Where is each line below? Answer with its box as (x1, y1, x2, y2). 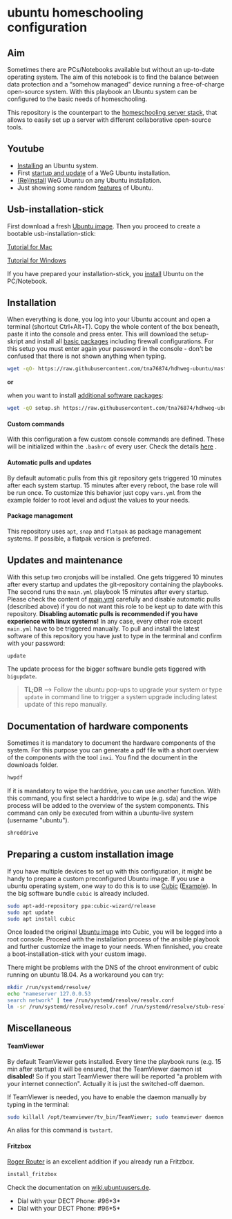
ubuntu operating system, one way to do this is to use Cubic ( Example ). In (7, 881, 217, 890)
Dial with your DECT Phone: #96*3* (17, 1196, 121, 1205)
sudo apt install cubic (7, 915, 76, 922)
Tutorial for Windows (7, 256, 67, 264)
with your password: (7, 639, 66, 647)
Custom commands (7, 419, 65, 428)
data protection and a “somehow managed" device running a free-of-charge (7, 80, 224, 88)
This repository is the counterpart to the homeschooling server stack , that (7, 109, 217, 116)
